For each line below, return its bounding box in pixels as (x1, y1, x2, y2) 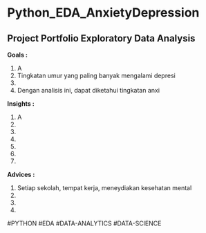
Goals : (7, 50, 28, 59)
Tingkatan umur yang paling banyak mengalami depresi (17, 71, 176, 80)
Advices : (7, 171, 35, 178)
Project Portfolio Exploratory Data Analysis (7, 32, 196, 44)
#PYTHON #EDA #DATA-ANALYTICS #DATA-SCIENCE (7, 219, 162, 227)
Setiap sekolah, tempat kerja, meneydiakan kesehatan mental (17, 184, 192, 192)
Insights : (7, 100, 35, 108)
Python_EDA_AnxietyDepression (7, 5, 200, 21)
